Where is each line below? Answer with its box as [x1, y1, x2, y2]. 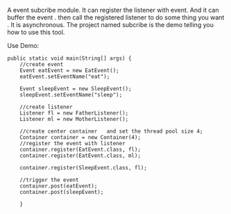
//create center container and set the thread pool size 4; [19, 128, 203, 135]
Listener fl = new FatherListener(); [19, 110, 129, 117]
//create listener [19, 104, 73, 110]
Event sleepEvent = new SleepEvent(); [19, 85, 132, 92]
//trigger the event [19, 176, 79, 183]
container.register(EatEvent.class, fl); [19, 146, 141, 153]
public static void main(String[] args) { [7, 55, 132, 62]
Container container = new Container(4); [19, 134, 141, 141]
